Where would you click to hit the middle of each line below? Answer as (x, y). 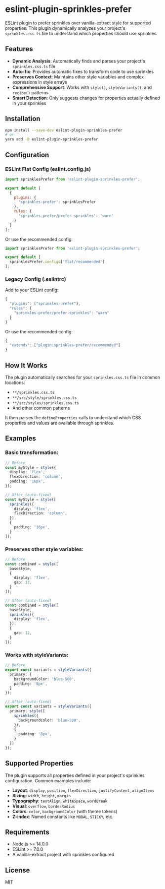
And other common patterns (41, 408)
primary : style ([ (27, 711)
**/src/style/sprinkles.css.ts (44, 398)
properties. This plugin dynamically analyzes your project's (65, 28)
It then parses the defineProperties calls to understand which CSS (73, 417)
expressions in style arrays (40, 82)
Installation (23, 119)
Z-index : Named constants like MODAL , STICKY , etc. (63, 817)
